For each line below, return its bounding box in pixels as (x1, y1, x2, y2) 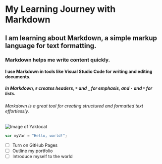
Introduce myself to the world (12, 153, 73, 159)
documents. (5, 74, 31, 80)
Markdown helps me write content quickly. (5, 56, 110, 63)
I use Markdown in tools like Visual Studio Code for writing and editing (5, 68, 153, 75)
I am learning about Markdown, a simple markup (5, 34, 157, 42)
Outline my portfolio (12, 148, 53, 154)
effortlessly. (5, 108, 29, 114)
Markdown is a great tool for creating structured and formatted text (5, 103, 144, 109)
